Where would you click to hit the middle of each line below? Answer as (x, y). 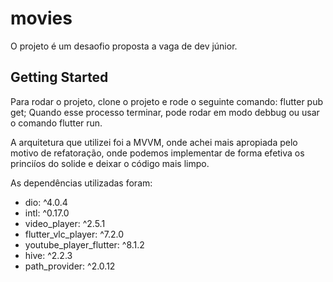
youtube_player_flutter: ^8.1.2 (84, 244)
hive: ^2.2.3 (48, 255)
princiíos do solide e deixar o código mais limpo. (110, 163)
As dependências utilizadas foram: (81, 183)
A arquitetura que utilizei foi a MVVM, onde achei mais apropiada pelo (154, 142)
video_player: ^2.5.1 (65, 223)
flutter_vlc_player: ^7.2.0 (74, 234)
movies (41, 18)
